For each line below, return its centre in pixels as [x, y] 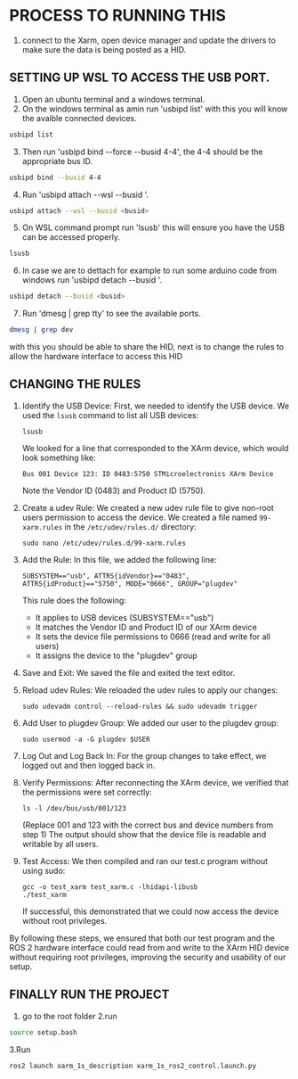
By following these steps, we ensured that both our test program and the [142, 938]
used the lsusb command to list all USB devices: [110, 415]
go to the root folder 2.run [69, 1016]
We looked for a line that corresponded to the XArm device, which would [155, 448]
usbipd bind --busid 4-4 [55, 177]
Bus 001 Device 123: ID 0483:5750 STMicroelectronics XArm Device [148, 474]
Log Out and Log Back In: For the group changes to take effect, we [144, 755]
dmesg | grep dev [41, 330]
